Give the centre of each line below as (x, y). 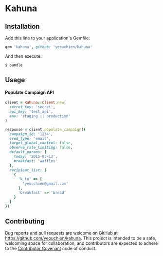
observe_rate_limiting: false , (41, 148)
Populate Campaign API (30, 92)
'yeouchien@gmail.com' (45, 184)
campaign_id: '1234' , (31, 134)
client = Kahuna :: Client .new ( (36, 102)
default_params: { (28, 152)
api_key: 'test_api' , (31, 112)
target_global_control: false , (41, 143)
